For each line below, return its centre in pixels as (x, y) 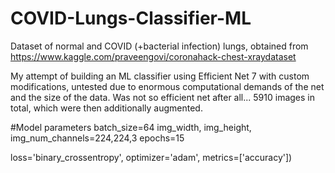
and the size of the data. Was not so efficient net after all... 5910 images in (162, 97)
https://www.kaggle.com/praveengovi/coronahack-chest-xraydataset (153, 56)
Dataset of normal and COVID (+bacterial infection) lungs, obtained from (159, 46)
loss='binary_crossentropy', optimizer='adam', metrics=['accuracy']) (151, 157)
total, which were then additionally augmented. (106, 108)
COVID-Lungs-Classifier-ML (131, 18)
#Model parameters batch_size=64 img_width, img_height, (131, 127)
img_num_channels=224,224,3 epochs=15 (97, 138)
